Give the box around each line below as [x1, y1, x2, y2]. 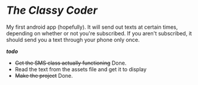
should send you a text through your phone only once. [6, 36, 140, 43]
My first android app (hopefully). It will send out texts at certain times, [6, 23, 178, 31]
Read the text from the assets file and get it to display [14, 65, 147, 72]
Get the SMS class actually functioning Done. [14, 59, 127, 66]
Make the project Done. [14, 72, 73, 79]
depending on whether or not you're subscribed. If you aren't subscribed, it [6, 29, 193, 37]
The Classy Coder [6, 4, 98, 17]
